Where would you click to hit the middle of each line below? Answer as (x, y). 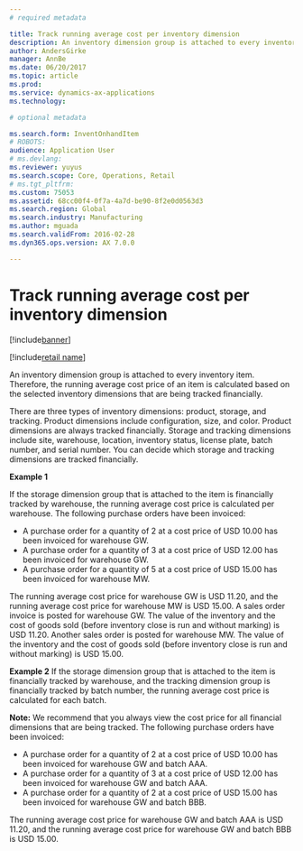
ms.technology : (38, 101)
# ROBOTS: (28, 142)
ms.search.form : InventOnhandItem (74, 134)
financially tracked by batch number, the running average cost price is (139, 690)
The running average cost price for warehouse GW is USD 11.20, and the (144, 596)
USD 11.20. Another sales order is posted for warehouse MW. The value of (147, 634)
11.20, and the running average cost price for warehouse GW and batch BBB (151, 829)
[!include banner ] (40, 339)
